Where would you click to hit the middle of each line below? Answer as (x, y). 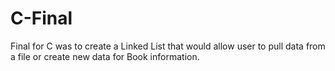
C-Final (41, 18)
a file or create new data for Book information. (105, 56)
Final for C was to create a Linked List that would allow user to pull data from (168, 46)
